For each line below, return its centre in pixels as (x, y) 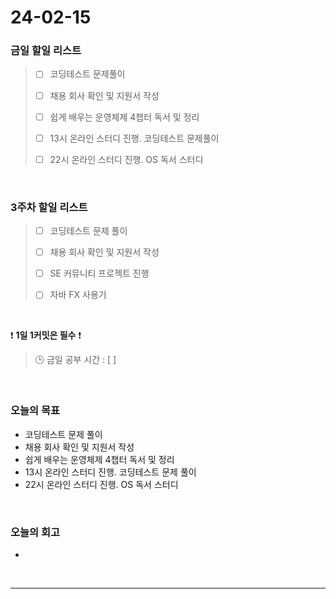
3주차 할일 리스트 (49, 207)
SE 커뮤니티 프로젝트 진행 (99, 273)
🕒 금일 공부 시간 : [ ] (75, 360)
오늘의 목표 (35, 411)
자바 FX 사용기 (78, 295)
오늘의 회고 (35, 532)
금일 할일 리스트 (46, 51)
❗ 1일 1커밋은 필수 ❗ (46, 335)
